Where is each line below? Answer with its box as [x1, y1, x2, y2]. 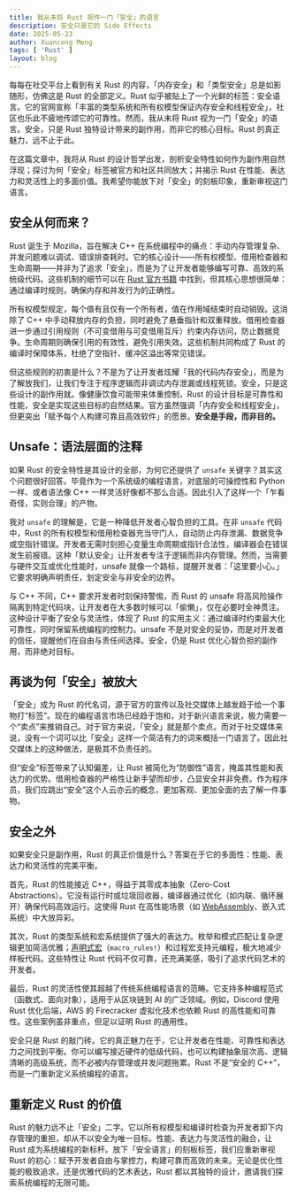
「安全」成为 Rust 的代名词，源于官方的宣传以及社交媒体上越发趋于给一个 [9, 699, 278, 710]
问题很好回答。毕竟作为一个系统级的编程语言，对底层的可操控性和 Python [16, 475, 286, 486]
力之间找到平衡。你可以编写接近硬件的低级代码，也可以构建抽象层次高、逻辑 [9, 1046, 288, 1057]
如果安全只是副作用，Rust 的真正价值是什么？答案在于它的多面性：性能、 [9, 849, 276, 860]
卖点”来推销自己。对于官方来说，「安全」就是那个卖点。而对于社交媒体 [20, 721, 276, 732]
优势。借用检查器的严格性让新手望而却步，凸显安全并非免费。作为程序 [32, 774, 288, 784]
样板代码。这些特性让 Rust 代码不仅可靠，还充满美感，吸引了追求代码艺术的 [9, 953, 286, 964]
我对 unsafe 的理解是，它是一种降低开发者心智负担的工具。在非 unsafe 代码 [9, 516, 283, 527]
